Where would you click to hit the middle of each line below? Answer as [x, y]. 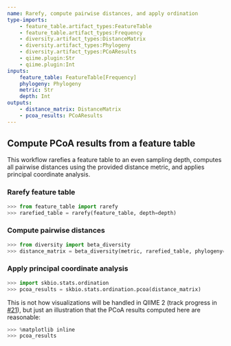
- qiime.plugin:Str [47, 58]
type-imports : [27, 20]
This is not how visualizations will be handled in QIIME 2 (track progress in [112, 302]
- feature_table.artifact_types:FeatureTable [86, 26]
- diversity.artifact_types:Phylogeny [75, 45]
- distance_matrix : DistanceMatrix [70, 109]
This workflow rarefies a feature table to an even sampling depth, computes [114, 160]
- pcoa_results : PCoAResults [61, 115]
